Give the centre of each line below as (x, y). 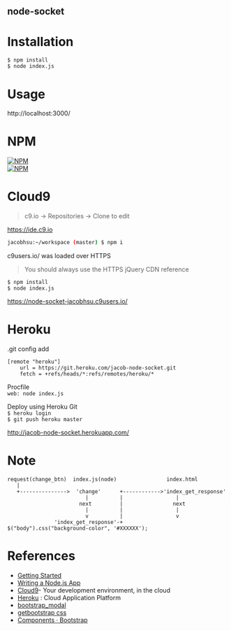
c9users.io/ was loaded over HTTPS (59, 256)
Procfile (18, 387)
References (41, 556)
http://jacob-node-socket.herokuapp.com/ (68, 432)
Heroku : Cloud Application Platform (69, 597)
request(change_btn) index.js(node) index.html (103, 479)
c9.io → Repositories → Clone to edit (77, 216)
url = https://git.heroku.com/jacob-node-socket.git (98, 368)
